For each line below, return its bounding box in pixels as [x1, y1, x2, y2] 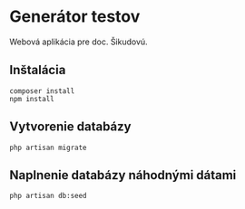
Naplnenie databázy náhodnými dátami [9, 167, 237, 183]
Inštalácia [9, 62, 66, 78]
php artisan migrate [9, 143, 88, 152]
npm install [9, 94, 54, 103]
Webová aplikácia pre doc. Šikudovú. [9, 36, 148, 47]
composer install [9, 86, 75, 96]
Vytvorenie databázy [9, 119, 132, 135]
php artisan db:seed [9, 192, 88, 201]
